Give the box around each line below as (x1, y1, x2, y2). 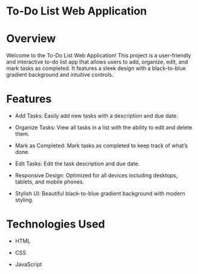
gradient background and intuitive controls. (6, 71, 113, 78)
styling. (14, 196, 34, 203)
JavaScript (14, 261, 42, 268)
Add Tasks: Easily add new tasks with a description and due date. (14, 112, 178, 119)
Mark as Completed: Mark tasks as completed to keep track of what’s (14, 142, 188, 149)
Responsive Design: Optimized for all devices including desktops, (14, 172, 178, 179)
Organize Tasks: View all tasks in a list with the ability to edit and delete (14, 124, 193, 131)
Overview (6, 32, 56, 46)
